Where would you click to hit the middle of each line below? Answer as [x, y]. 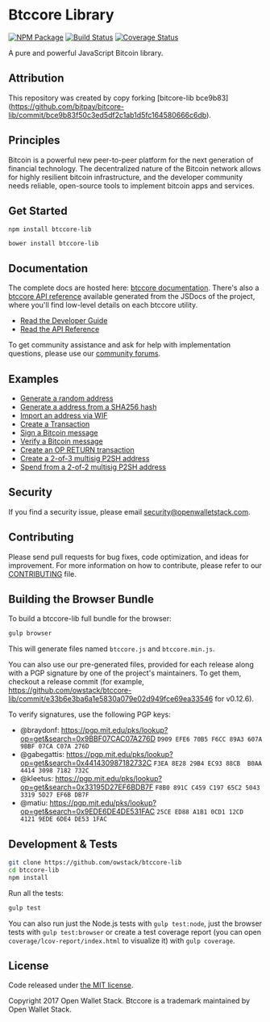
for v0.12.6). [235, 699]
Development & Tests [63, 844]
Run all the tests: [36, 893]
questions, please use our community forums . [85, 354]
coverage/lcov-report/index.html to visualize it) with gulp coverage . [122, 940]
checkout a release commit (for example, [77, 682]
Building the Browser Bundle [81, 599]
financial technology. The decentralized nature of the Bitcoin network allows [135, 168]
